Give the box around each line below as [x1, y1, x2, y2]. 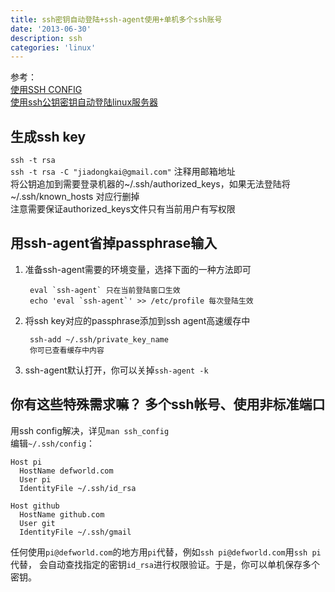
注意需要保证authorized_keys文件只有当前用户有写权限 [10, 203, 236, 215]
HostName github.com [19, 509, 105, 520]
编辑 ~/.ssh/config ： [10, 437, 96, 449]
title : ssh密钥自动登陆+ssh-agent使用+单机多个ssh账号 [10, 14, 223, 25]
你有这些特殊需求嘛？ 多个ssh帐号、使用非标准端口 [10, 396, 326, 413]
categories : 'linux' [10, 42, 97, 53]
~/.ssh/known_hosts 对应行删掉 [10, 191, 140, 203]
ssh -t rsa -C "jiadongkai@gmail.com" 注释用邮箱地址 [10, 166, 236, 178]
